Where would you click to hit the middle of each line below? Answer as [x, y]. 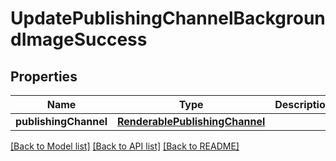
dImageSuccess [79, 39]
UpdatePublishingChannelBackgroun [168, 18]
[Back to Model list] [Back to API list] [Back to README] [125, 146]
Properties [44, 76]
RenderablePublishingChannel [191, 121]
